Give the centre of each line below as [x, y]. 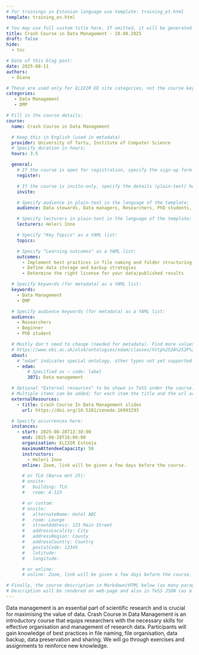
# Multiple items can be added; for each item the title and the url [99, 393]
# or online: [38, 569]
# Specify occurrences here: [47, 421]
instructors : [38, 454]
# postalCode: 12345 [50, 547]
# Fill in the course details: [45, 115]
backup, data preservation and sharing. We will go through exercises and [95, 639]
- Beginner [30, 328]
